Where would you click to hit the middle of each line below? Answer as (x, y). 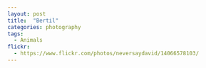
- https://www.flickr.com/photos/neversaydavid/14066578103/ (107, 54)
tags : (15, 34)
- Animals (28, 40)
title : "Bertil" (33, 21)
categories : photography (44, 27)
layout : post (27, 14)
